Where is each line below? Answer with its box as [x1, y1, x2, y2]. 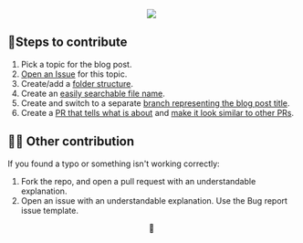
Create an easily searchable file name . [20, 88, 165, 99]
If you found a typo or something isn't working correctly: [7, 158, 220, 169]
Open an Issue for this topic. [20, 69, 128, 79]
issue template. [20, 205, 78, 216]
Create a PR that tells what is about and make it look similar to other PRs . [20, 107, 295, 118]
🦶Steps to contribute [7, 35, 128, 50]
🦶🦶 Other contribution [7, 133, 135, 150]
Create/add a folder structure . [20, 78, 133, 89]
